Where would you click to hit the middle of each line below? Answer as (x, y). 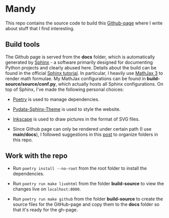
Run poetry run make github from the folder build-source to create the (88, 199)
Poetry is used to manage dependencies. (56, 99)
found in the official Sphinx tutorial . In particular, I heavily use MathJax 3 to (84, 73)
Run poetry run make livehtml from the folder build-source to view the (88, 183)
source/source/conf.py (31, 84)
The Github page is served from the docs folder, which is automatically (80, 57)
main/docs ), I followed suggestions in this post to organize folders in (85, 134)
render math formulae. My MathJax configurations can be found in (76, 78)
